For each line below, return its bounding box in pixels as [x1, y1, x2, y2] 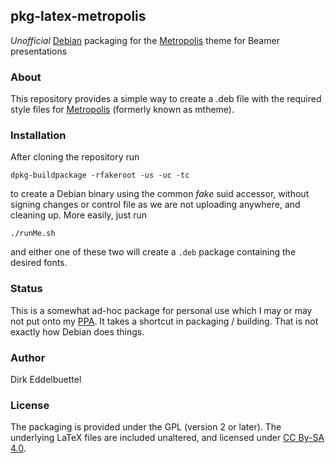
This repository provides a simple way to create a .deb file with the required [10, 93, 322, 105]
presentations [10, 45, 68, 57]
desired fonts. [10, 257, 68, 269]
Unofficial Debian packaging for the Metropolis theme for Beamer [10, 34, 280, 46]
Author [10, 350, 46, 364]
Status [10, 282, 43, 296]
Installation [10, 129, 67, 143]
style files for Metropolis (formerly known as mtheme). [10, 104, 235, 116]
